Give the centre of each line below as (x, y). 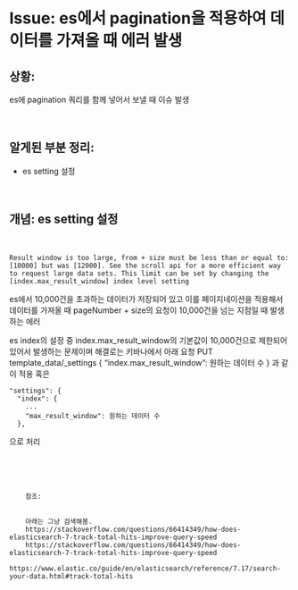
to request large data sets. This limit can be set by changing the (139, 274)
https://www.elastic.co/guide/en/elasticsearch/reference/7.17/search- (145, 569)
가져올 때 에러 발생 (119, 41)
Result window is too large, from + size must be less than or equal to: (149, 257)
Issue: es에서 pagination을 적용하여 (138, 18)
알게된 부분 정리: (52, 148)
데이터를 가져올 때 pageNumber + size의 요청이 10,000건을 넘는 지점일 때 (139, 310)
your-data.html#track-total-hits (71, 576)
